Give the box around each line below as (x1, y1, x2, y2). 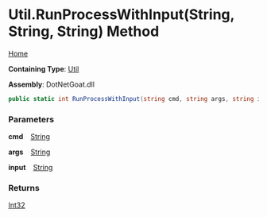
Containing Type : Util (8, 64, 79, 73)
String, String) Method (8, 22, 160, 41)
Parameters (8, 114, 54, 125)
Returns (8, 183, 40, 194)
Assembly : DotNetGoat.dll (8, 79, 95, 89)
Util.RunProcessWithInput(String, (8, 6, 235, 24)
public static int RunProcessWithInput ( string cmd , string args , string (8, 95, 254, 103)
